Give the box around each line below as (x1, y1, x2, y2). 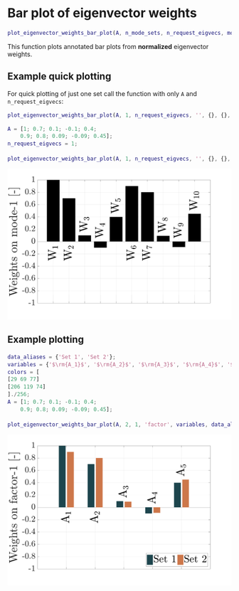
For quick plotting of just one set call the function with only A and (7, 89, 198, 97)
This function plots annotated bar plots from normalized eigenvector (7, 42, 209, 50)
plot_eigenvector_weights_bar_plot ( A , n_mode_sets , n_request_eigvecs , (7, 29, 224, 36)
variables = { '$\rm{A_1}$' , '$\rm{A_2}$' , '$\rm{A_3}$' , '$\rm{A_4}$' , (7, 361, 224, 368)
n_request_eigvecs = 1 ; (7, 140, 78, 147)
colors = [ (7, 368, 40, 376)
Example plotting (7, 334, 84, 346)
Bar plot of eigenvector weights (7, 5, 197, 21)
